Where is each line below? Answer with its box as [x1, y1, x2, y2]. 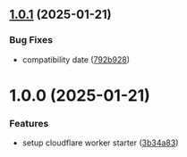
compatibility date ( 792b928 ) [21, 54, 131, 65]
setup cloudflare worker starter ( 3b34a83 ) [21, 137, 179, 148]
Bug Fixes [9, 34, 54, 46]
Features [9, 117, 49, 129]
